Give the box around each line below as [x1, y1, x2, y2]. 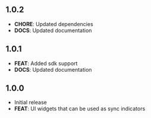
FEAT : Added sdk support [14, 59, 78, 67]
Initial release [14, 99, 47, 106]
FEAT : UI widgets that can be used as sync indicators [14, 105, 146, 112]
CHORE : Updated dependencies [14, 20, 93, 27]
